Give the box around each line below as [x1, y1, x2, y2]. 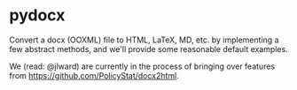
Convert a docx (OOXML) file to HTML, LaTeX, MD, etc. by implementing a [9, 34, 279, 45]
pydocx [9, 5, 66, 26]
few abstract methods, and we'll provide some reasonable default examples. [9, 43, 288, 54]
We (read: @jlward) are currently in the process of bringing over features [9, 61, 276, 71]
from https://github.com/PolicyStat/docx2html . [9, 70, 179, 80]
